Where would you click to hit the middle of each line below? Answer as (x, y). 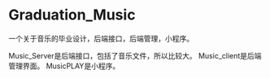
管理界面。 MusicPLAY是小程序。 (64, 66)
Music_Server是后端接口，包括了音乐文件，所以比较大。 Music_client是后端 (135, 55)
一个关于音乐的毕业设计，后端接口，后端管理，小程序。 (101, 38)
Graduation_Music (72, 15)
